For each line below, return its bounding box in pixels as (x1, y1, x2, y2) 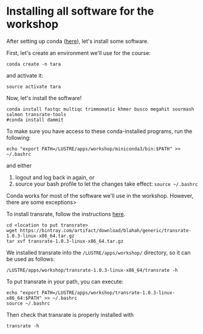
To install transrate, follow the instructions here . (6, 210, 126, 217)
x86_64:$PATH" (6, 295, 43, 301)
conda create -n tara (6, 61, 61, 67)
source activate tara (6, 84, 61, 90)
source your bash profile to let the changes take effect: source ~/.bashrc (15, 180, 198, 187)
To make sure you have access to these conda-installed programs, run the (6, 127, 193, 135)
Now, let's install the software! (6, 94, 82, 101)
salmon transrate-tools (6, 111, 67, 117)
